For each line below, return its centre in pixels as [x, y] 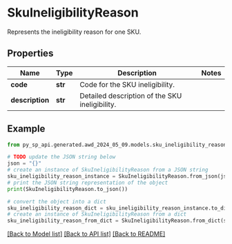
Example [26, 129]
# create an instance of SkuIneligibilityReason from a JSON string [108, 170]
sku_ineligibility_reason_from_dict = [63, 221]
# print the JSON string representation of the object [88, 183]
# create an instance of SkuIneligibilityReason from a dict [97, 214]
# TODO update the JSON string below [61, 157]
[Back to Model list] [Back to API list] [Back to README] [86, 234]
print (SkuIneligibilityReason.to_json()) [68, 189]
